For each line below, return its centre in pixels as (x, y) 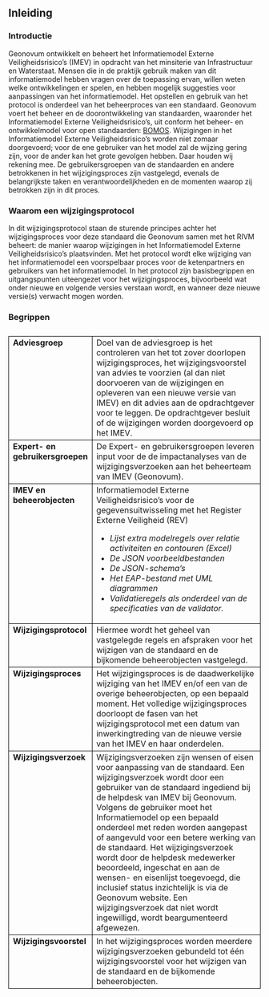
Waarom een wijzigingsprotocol (71, 210)
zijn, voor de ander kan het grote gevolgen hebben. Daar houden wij (121, 156)
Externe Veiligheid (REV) (142, 521)
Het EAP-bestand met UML (161, 578)
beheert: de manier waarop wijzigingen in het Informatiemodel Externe (124, 245)
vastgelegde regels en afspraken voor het (175, 640)
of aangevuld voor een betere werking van (176, 837)
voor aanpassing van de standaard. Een (171, 768)
